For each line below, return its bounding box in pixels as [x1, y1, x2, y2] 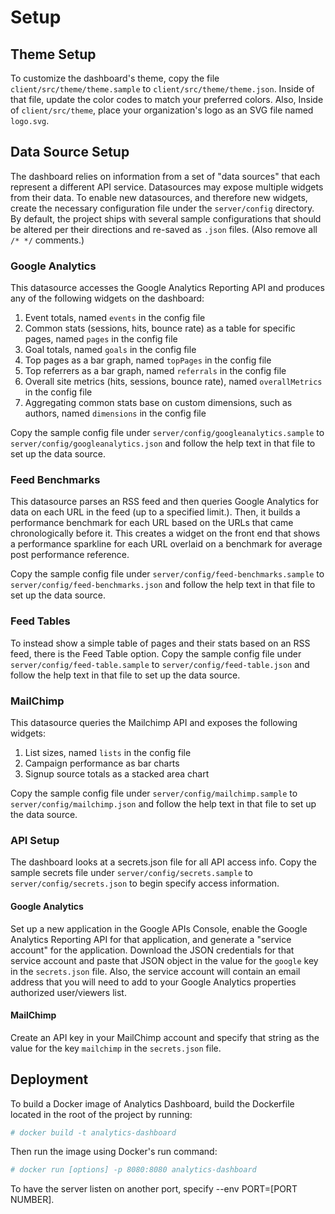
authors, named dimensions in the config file [24, 407, 207, 420]
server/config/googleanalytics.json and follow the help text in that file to [10, 437, 316, 450]
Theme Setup [10, 46, 97, 63]
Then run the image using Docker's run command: [10, 1146, 218, 1158]
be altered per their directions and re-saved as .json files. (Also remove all [10, 223, 318, 235]
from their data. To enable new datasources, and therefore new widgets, [10, 191, 308, 203]
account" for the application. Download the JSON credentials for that [10, 944, 295, 956]
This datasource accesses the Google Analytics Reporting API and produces [10, 282, 325, 294]
